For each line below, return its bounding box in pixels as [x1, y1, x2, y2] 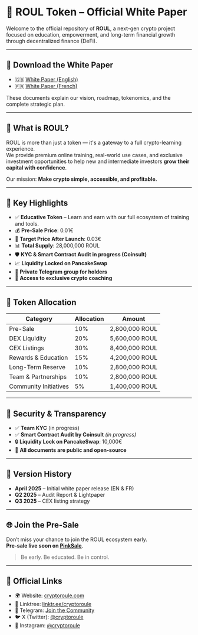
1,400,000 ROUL [110, 382, 158, 390]
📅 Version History [6, 469, 72, 479]
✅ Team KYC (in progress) [14, 425, 80, 431]
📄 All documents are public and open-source [14, 447, 127, 454]
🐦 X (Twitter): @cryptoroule [14, 614, 84, 621]
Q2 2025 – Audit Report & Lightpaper [14, 491, 105, 498]
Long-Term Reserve [9, 363, 66, 372]
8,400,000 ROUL [110, 344, 158, 352]
